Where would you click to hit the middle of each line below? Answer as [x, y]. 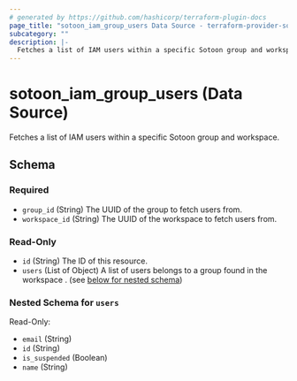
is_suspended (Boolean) [65, 358]
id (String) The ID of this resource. [85, 261]
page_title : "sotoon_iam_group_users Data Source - [106, 26]
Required [29, 190]
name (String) [45, 367]
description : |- [39, 42]
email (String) [47, 339]
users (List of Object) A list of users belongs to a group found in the [145, 271]
